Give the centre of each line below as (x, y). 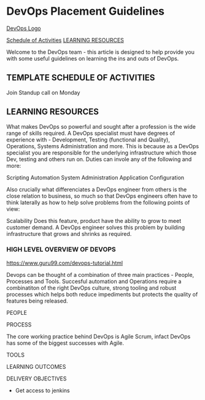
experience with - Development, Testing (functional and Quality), (88, 140)
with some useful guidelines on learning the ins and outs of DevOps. (93, 58)
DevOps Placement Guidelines (85, 11)
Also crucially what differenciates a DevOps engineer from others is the (97, 189)
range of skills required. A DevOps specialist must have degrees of (91, 133)
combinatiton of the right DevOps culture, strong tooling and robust (91, 288)
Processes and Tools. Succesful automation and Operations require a (94, 281)
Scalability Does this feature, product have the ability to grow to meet (94, 221)
